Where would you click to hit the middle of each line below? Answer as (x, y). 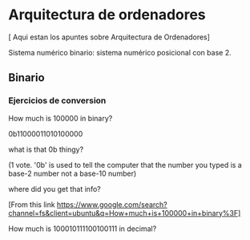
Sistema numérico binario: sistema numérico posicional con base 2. (120, 52)
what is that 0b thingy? (46, 149)
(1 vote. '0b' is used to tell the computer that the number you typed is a (125, 165)
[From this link (32, 204)
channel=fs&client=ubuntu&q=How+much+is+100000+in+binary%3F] (125, 213)
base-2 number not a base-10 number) (73, 173)
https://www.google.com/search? (112, 204)
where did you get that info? (55, 189)
